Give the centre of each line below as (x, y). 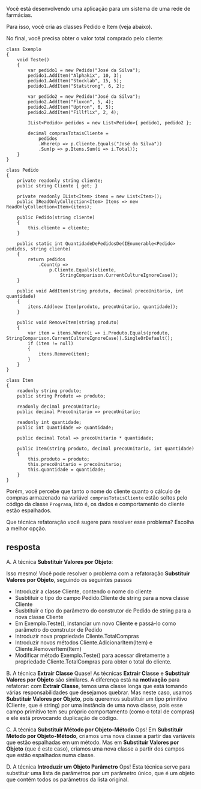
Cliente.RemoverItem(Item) (48, 648)
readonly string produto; (49, 391)
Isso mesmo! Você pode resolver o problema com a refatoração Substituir (98, 573)
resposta (23, 547)
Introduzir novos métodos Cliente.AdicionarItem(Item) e (84, 642)
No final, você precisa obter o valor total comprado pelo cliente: (85, 38)
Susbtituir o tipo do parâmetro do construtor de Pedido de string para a (103, 610)
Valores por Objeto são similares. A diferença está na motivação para (93, 679)
